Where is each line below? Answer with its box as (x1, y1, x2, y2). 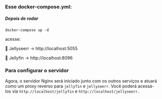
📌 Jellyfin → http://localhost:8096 (5, 55, 73, 61)
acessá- (138, 83, 155, 89)
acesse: (5, 36, 21, 42)
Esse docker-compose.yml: (5, 3, 72, 10)
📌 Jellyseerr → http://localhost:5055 (5, 45, 78, 51)
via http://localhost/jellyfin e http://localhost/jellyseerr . (12, 88, 139, 94)
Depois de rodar (5, 16, 39, 21)
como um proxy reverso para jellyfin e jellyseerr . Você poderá (5, 83, 137, 89)
